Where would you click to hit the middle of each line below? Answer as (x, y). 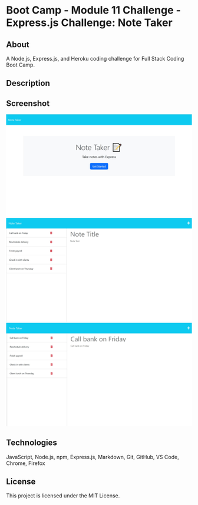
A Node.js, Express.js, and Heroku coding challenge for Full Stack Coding (95, 59)
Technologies (32, 443)
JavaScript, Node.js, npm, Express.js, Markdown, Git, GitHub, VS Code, (93, 457)
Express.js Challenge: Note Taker (89, 23)
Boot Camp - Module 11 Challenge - (94, 10)
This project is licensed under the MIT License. (63, 496)
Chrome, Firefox (26, 463)
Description (28, 83)
